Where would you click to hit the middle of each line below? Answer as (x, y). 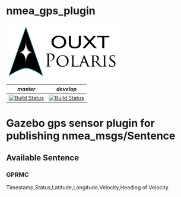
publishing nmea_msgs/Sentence (91, 136)
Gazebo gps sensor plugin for (81, 123)
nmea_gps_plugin (51, 11)
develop (66, 89)
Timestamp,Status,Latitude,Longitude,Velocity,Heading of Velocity (88, 188)
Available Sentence (43, 158)
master (26, 89)
